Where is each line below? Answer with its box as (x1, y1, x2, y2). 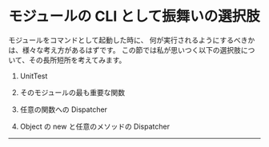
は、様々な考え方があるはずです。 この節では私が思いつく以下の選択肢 (8, 45, 242, 54)
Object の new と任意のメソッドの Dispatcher (19, 121, 171, 131)
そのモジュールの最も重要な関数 (19, 87, 126, 97)
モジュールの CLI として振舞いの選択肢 (8, 7, 260, 26)
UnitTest (19, 71, 48, 81)
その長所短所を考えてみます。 (28, 55, 126, 65)
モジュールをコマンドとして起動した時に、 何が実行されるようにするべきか (8, 35, 255, 45)
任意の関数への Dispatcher (19, 105, 108, 114)
